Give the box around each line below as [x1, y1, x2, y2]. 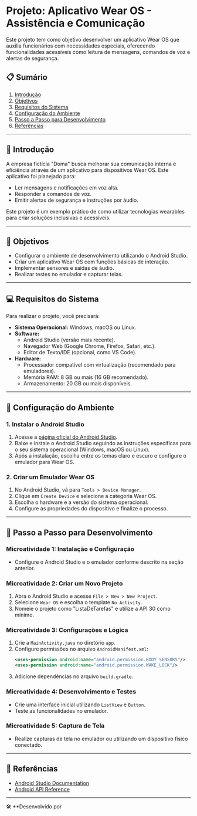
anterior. [14, 564, 35, 571]
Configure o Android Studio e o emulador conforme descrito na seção [14, 558, 184, 566]
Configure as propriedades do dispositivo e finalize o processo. [14, 505, 168, 512]
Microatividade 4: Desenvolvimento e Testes [6, 688, 137, 696]
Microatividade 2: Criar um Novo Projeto [6, 579, 123, 587]
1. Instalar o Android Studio [6, 420, 85, 428]
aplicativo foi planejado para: [6, 172, 76, 180]
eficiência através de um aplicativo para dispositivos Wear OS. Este [6, 166, 169, 174]
